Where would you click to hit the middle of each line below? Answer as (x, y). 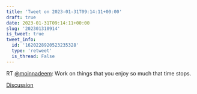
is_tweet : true (25, 34)
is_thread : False (33, 56)
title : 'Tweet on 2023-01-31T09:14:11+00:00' (64, 12)
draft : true (21, 17)
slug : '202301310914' (33, 28)
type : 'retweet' (32, 51)
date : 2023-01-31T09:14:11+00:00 (48, 23)
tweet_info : (21, 40)
